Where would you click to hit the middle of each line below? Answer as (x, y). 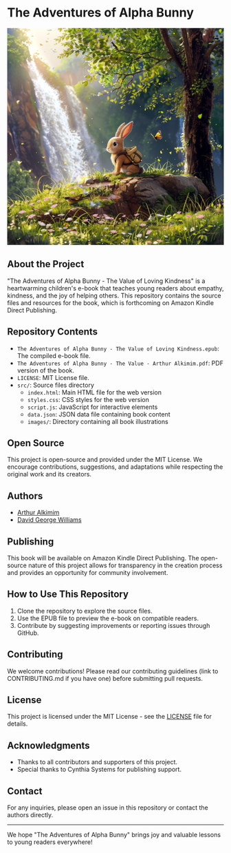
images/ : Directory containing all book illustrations (98, 421)
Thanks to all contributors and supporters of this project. (97, 762)
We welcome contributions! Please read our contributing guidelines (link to (113, 671)
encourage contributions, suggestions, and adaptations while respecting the (115, 467)
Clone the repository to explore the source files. (85, 611)
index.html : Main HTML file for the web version (94, 392)
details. (18, 724)
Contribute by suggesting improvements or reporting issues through (113, 625)
